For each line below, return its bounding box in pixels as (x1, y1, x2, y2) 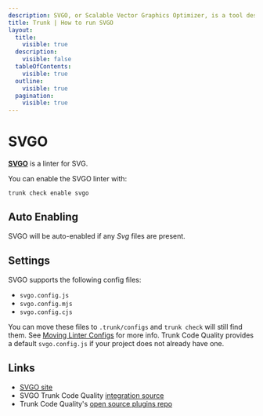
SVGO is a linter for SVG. (8, 159, 88, 169)
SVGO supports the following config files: (8, 275, 142, 284)
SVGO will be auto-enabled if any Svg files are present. (8, 231, 186, 240)
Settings (8, 254, 51, 268)
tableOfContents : (15, 63, 72, 71)
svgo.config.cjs (19, 308, 73, 316)
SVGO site (19, 382, 53, 392)
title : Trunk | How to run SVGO (8, 19, 113, 27)
